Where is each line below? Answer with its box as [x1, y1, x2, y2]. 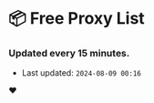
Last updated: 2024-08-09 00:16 [21, 67, 142, 78]
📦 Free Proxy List [8, 8, 145, 29]
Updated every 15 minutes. [8, 47, 130, 60]
